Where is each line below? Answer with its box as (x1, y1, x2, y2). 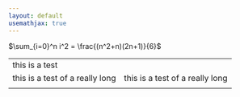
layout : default (8, 11, 63, 20)
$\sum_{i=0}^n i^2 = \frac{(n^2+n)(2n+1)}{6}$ (8, 41, 162, 51)
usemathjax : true (8, 19, 67, 27)
